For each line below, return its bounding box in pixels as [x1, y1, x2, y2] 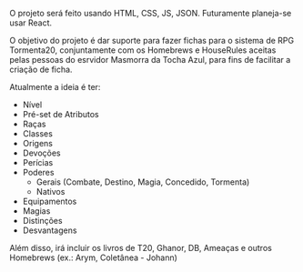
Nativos [35, 186, 66, 196]
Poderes [22, 167, 55, 177]
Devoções [22, 147, 61, 158]
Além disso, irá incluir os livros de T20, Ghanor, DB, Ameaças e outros [9, 243, 273, 253]
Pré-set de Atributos [22, 109, 99, 119]
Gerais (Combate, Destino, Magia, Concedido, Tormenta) [35, 176, 250, 187]
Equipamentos [22, 196, 77, 207]
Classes [22, 128, 53, 139]
